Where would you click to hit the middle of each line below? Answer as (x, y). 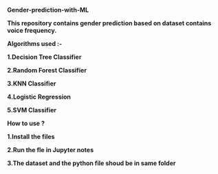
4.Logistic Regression (39, 97)
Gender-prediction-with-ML (48, 10)
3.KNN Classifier (32, 84)
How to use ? (26, 123)
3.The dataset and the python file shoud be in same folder (91, 163)
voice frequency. (32, 30)
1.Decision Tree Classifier (44, 57)
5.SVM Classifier (32, 110)
